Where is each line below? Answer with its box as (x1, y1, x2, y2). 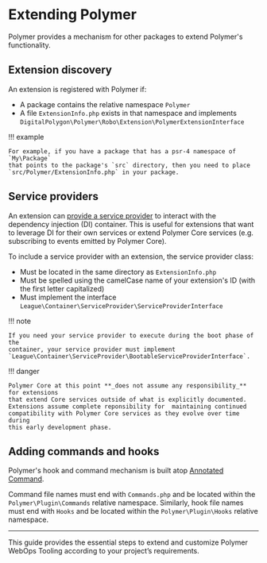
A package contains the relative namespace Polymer (19, 99, 191, 109)
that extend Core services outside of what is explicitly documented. (8, 395, 247, 403)
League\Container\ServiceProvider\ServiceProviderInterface (19, 302, 223, 310)
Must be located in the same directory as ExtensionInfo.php (19, 267, 217, 276)
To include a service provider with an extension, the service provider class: (8, 252, 254, 261)
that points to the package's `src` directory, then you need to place (8, 161, 250, 169)
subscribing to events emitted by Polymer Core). (8, 236, 167, 245)
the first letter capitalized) (19, 283, 105, 293)
